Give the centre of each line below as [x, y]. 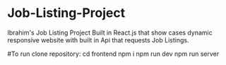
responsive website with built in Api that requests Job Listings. [98, 40]
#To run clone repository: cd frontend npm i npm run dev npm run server [113, 54]
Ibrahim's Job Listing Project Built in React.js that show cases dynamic [110, 32]
